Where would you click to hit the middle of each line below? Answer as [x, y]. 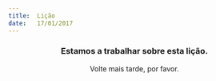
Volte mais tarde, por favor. [134, 68]
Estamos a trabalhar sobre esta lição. [134, 51]
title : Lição [32, 16]
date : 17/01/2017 [41, 23]
